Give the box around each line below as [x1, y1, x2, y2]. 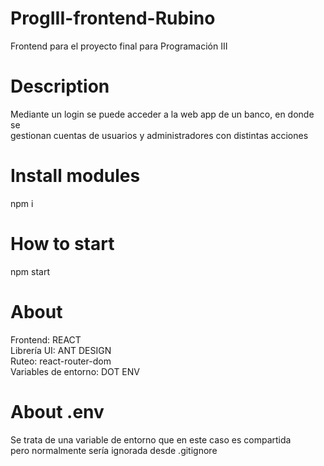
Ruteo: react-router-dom [10, 355, 112, 367]
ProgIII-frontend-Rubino [10, 7, 216, 30]
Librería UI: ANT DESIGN [10, 344, 112, 356]
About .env [10, 400, 105, 423]
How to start [10, 233, 115, 255]
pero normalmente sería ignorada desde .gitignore [10, 444, 218, 456]
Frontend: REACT [10, 333, 82, 346]
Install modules [10, 165, 141, 187]
